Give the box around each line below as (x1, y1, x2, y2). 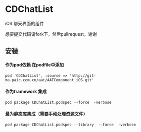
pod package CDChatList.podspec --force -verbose (5, 100, 112, 105)
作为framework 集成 (5, 88, 47, 95)
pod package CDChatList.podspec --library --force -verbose (5, 122, 136, 127)
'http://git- (69, 73, 96, 78)
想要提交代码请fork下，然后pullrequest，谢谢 (5, 31, 97, 37)
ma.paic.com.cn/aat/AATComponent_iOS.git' (5, 77, 94, 82)
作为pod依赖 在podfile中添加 (5, 62, 64, 67)
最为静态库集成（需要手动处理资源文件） (5, 111, 88, 117)
